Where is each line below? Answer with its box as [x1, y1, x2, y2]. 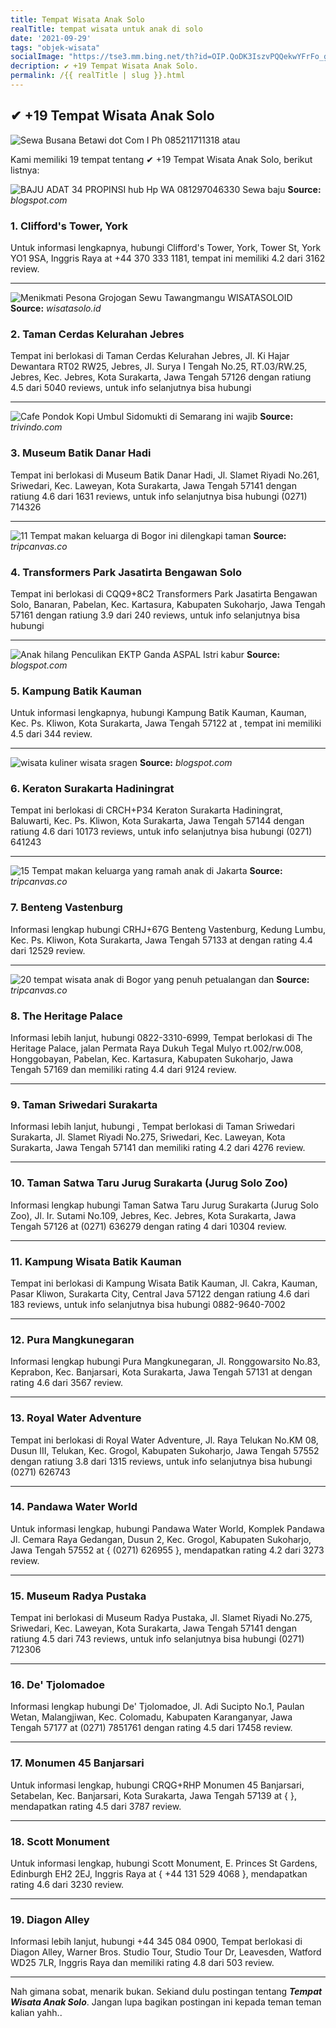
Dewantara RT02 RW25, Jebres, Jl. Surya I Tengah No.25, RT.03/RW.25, [10, 361, 308, 373]
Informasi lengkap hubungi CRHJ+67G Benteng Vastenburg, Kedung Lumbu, [10, 923, 326, 935]
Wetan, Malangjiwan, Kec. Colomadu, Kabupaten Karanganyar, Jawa [10, 1711, 293, 1723]
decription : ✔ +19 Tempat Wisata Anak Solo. [10, 61, 199, 71]
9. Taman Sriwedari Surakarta [10, 1097, 158, 1111]
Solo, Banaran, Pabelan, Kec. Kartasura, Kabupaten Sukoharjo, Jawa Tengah [10, 598, 326, 610]
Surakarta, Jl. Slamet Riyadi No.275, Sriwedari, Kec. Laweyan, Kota [10, 1131, 286, 1143]
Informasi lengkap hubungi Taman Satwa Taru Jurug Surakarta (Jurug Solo [10, 1199, 319, 1211]
